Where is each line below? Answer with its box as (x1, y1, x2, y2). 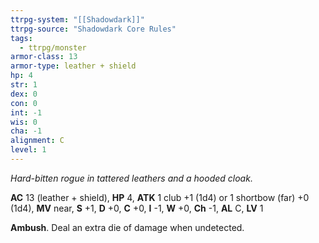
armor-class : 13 (10, 52, 78, 62)
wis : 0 (10, 117, 38, 127)
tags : (10, 33, 33, 43)
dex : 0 (10, 89, 38, 99)
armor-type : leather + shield (10, 61, 137, 71)
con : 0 (10, 98, 38, 108)
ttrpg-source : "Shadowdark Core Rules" (10, 24, 177, 34)
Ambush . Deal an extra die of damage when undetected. (10, 221, 245, 233)
